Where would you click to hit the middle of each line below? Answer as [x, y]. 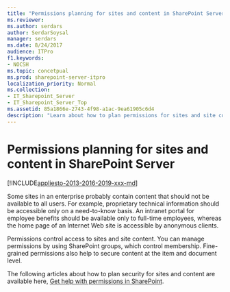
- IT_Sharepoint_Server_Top [47, 103]
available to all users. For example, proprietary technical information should [113, 204]
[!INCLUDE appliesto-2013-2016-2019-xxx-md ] [73, 183]
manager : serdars [32, 39]
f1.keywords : [26, 58]
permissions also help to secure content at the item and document [124, 253]
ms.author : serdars [35, 26]
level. [15, 260]
